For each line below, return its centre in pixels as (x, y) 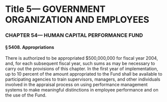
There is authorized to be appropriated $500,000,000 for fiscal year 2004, (82, 58)
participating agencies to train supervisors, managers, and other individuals (83, 79)
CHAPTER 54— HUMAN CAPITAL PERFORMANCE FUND (74, 35)
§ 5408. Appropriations (30, 47)
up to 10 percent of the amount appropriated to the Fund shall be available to (84, 74)
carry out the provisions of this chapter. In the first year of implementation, (82, 69)
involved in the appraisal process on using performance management (77, 85)
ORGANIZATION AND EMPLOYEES (77, 20)
